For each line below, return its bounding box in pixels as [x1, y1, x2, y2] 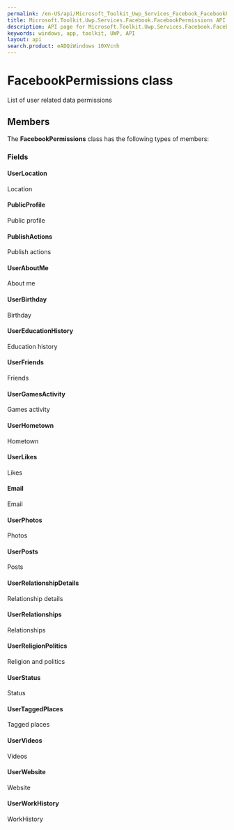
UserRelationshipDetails [7, 579, 79, 587]
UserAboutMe [7, 263, 49, 272]
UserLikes [7, 453, 38, 461]
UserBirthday [7, 295, 47, 304]
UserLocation [7, 169, 47, 178]
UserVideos [7, 736, 42, 744]
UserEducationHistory [7, 327, 74, 335]
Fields [7, 151, 29, 161]
